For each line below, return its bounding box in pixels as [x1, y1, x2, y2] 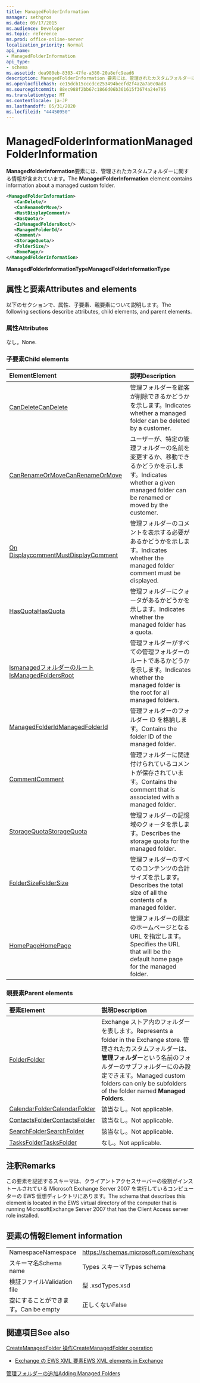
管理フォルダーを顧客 [130, 384, 190, 392]
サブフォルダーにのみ [124, 1062, 185, 1071]
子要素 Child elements [6, 355, 70, 363]
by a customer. [130, 424, 172, 433]
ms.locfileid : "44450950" [6, 109, 70, 115]
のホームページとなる [130, 924, 189, 932]
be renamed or [130, 493, 171, 502]
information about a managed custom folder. [6, 182, 115, 189]
